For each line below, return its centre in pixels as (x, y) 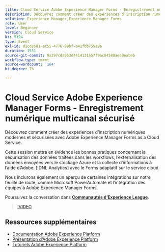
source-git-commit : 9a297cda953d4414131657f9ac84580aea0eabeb (70, 55)
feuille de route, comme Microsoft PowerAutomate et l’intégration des (75, 182)
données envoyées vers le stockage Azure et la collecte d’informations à (79, 162)
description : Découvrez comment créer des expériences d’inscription (78, 14)
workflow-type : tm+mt (27, 60)
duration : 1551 (21, 51)
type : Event (17, 42)
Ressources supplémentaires (51, 222)
